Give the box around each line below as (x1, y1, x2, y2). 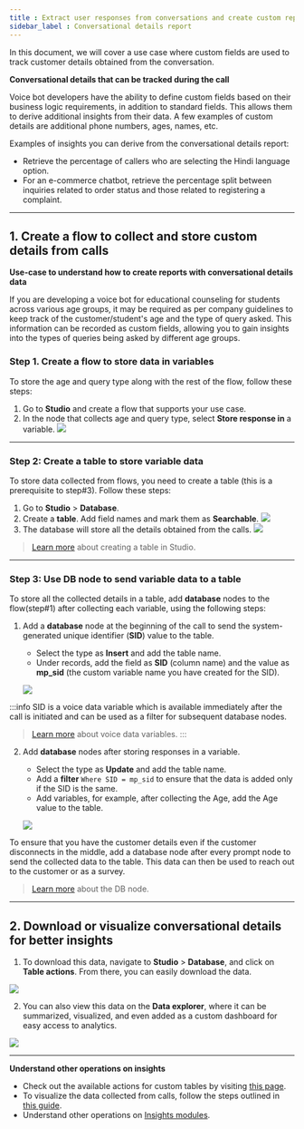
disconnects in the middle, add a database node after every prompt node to (9, 847, 291, 858)
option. (22, 165, 50, 176)
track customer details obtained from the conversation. (9, 56, 214, 67)
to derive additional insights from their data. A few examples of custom (9, 111, 273, 122)
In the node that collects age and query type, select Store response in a (22, 413, 292, 423)
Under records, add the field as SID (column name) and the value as (35, 657, 290, 668)
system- (252, 620, 283, 631)
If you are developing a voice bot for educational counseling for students (9, 294, 280, 305)
